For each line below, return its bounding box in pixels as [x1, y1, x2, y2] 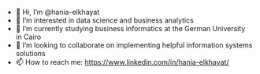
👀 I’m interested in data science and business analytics [15, 16, 195, 25]
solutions [15, 49, 46, 58]
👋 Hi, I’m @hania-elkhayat [15, 8, 100, 16]
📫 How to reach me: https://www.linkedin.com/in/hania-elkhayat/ [15, 58, 230, 66]
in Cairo [15, 32, 42, 41]
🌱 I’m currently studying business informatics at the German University [15, 24, 246, 33]
